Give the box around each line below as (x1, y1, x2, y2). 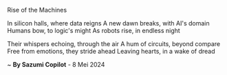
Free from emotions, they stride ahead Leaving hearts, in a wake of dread (7, 47, 215, 55)
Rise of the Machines (7, 6, 67, 14)
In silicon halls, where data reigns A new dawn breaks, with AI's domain (7, 19, 210, 27)
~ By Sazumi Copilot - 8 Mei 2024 (7, 61, 105, 68)
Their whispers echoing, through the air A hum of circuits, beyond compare (7, 40, 221, 47)
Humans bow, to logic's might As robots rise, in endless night (7, 27, 180, 34)
